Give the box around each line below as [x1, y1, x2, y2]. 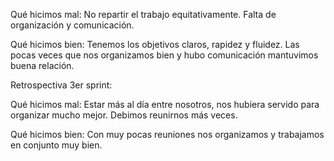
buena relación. [10, 60, 75, 71]
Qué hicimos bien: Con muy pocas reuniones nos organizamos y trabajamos [10, 129, 325, 140]
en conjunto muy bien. [10, 139, 103, 151]
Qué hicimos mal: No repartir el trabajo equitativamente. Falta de [10, 9, 277, 20]
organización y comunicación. [10, 19, 135, 31]
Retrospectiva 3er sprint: [10, 79, 113, 91]
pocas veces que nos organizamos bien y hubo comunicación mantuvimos [10, 49, 319, 61]
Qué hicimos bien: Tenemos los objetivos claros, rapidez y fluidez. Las [10, 39, 300, 50]
